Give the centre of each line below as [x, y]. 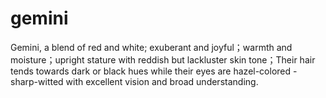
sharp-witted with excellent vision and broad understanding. [134, 81]
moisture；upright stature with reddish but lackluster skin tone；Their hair [163, 59]
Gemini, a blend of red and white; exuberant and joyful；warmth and [151, 47]
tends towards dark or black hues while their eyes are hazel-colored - [154, 71]
